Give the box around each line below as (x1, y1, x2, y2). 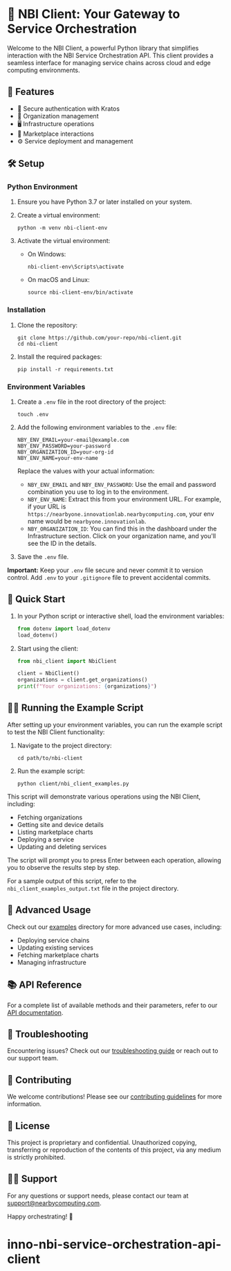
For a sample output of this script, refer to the (7, 876, 137, 885)
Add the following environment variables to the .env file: (17, 423, 177, 432)
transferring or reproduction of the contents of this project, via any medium (7, 1146, 221, 1154)
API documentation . (7, 1008, 64, 1017)
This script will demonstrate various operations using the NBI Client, (7, 792, 201, 801)
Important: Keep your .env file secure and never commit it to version (7, 566, 203, 574)
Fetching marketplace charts (17, 950, 99, 959)
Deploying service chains (17, 936, 90, 944)
